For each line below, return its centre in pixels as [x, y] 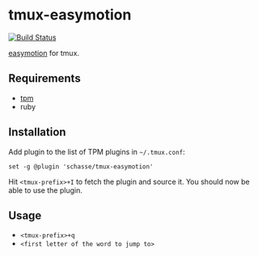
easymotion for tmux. [44, 53]
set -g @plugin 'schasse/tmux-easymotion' [81, 166]
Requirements [44, 79]
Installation [37, 132]
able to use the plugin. [45, 190]
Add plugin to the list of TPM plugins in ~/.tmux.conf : [97, 151]
